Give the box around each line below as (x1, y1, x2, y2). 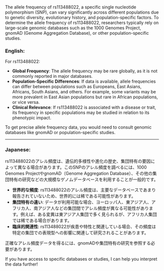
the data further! (5, 261, 38, 267)
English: (5, 47, 25, 54)
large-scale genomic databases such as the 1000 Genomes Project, (5, 25, 142, 31)
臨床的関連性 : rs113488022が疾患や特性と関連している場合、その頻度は (12, 224, 156, 229)
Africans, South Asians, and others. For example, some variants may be (12, 89, 156, 95)
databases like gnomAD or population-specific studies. (5, 130, 116, 135)
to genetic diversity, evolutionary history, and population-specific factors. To (5, 15, 159, 20)
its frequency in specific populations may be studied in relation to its (12, 110, 150, 115)
